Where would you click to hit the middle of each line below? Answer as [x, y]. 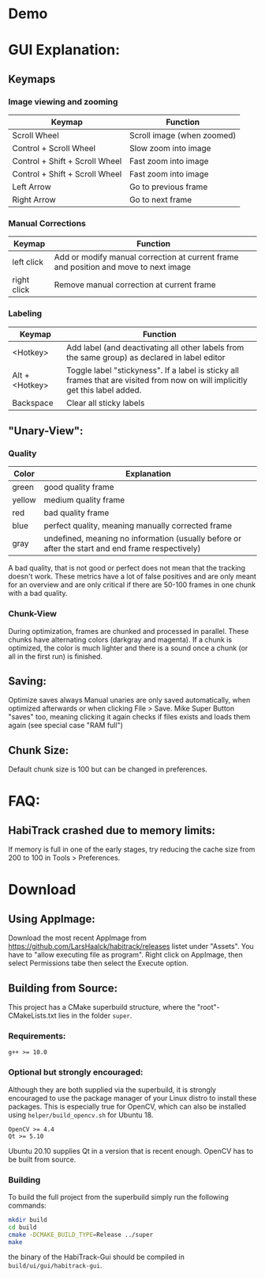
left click [28, 262]
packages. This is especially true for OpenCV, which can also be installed [127, 1106]
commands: [28, 1205]
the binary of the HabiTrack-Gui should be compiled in [97, 1257]
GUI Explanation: [64, 50]
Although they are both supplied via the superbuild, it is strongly [112, 1090]
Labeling [25, 313]
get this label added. [104, 390]
